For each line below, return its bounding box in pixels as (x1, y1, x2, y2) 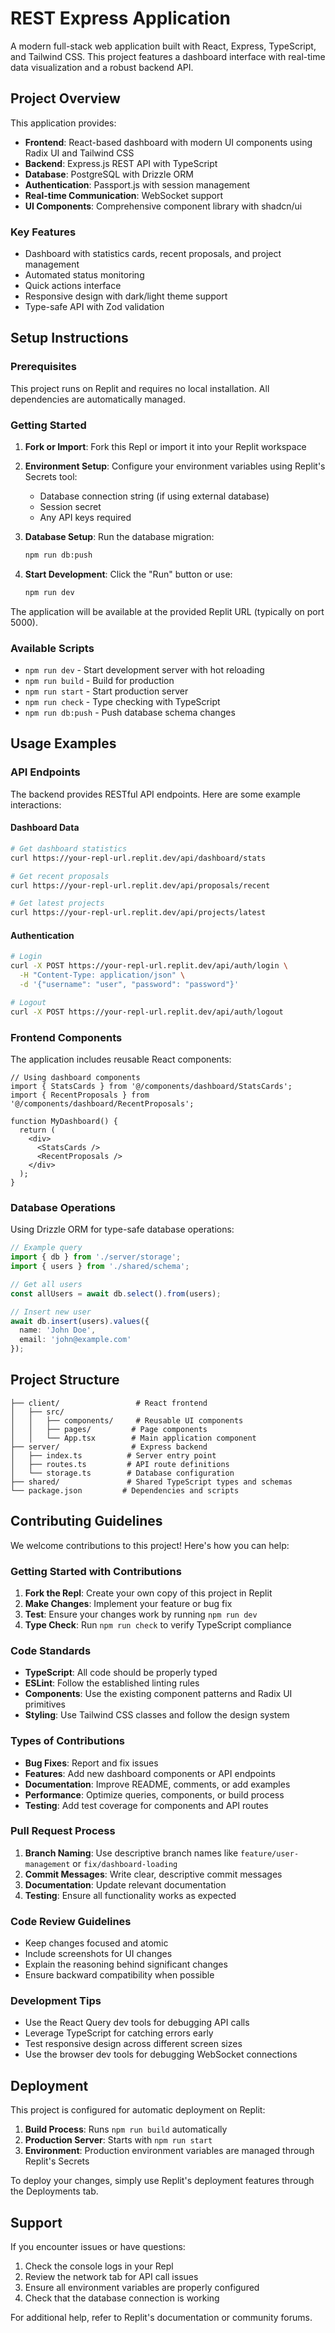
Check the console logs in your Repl (24, 2260, 174, 2272)
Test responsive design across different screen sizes (24, 2038, 243, 2050)
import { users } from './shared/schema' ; (10, 1262, 190, 1272)
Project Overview (10, 90, 121, 107)
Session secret (39, 501, 102, 513)
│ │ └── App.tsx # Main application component (10, 1433, 257, 1443)
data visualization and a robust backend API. (10, 61, 194, 73)
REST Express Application (10, 7, 231, 30)
